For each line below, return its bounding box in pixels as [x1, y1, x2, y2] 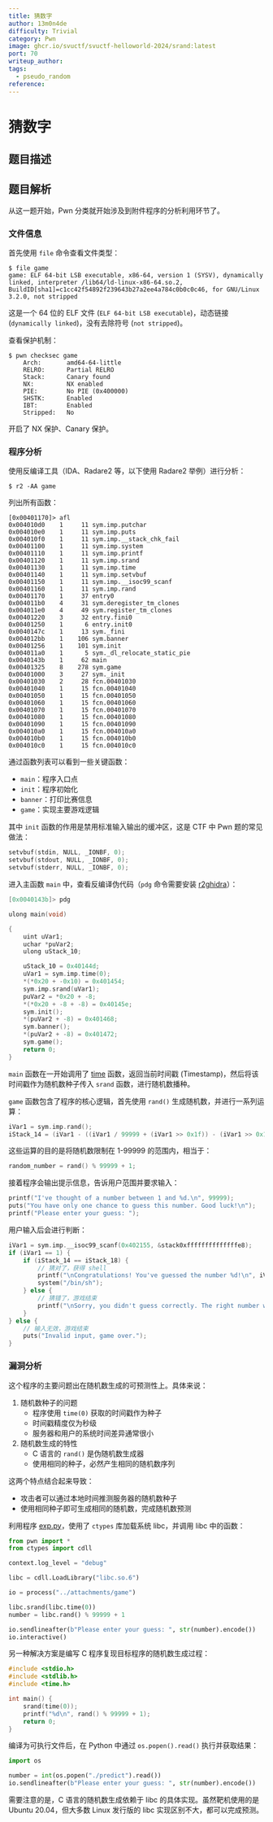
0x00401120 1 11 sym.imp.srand [8, 556, 140, 565]
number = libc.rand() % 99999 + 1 [8, 1611, 126, 1619]
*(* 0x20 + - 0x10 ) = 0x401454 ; [23, 978, 126, 986]
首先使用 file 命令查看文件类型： [8, 248, 120, 258]
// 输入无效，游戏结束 [23, 1324, 89, 1332]
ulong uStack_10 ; [23, 948, 82, 956]
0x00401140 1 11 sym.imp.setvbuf [8, 571, 148, 579]
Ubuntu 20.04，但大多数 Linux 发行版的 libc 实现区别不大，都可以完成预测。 [8, 1805, 264, 1815]
